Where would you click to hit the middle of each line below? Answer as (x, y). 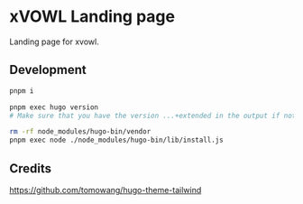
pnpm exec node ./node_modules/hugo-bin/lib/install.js (116, 140)
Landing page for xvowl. (54, 42)
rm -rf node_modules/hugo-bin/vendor (80, 132)
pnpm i (22, 91)
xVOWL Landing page (92, 17)
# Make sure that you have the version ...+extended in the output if (145, 116)
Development (48, 70)
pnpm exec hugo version (54, 107)
